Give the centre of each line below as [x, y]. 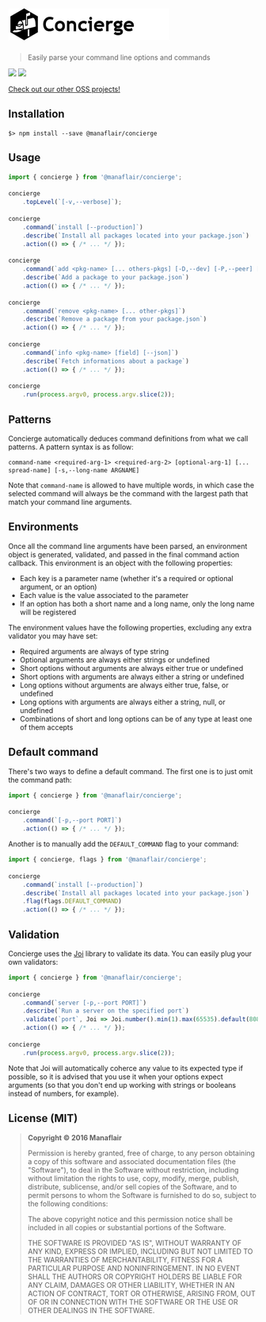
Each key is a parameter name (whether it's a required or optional [126, 578]
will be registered [48, 612]
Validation [34, 934]
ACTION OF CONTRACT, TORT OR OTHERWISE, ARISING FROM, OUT [141, 1293]
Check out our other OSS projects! [65, 89]
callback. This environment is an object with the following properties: [121, 563]
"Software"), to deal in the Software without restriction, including [133, 1170]
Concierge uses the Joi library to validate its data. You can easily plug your [130, 954]
